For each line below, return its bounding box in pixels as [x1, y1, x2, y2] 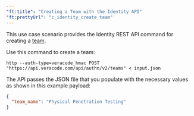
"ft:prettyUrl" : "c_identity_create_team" [6, 14, 113, 20]
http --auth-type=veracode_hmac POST [6, 60, 100, 66]
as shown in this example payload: [6, 81, 91, 89]
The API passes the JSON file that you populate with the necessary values [6, 76, 189, 83]
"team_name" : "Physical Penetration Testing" [11, 99, 127, 105]
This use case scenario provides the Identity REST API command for [6, 30, 174, 37]
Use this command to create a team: [6, 48, 95, 55]
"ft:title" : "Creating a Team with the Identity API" [6, 8, 143, 15]
